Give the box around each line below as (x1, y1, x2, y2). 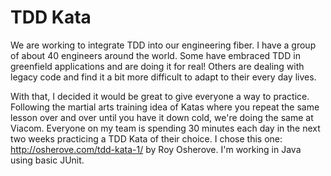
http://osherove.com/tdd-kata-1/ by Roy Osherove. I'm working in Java (10, 143, 302, 155)
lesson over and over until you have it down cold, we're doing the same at (10, 111, 314, 123)
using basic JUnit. (10, 154, 85, 166)
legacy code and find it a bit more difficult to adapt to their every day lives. (10, 71, 317, 83)
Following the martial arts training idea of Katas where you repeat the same (10, 101, 320, 113)
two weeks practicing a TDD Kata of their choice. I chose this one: (10, 132, 283, 145)
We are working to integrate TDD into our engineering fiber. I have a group (10, 39, 317, 51)
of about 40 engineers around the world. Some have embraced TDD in (10, 49, 301, 61)
